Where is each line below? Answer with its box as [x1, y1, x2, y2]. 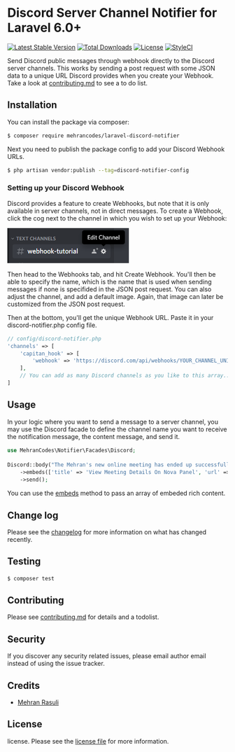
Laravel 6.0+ [7, 20, 82, 36]
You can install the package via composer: [7, 118, 129, 126]
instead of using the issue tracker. [7, 660, 105, 668]
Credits [7, 679, 41, 691]
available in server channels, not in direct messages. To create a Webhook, [7, 207, 224, 215]
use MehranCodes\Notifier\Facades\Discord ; [7, 447, 136, 454]
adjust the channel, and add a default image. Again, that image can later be [7, 292, 224, 300]
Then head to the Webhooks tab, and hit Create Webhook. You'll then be [7, 270, 216, 278]
